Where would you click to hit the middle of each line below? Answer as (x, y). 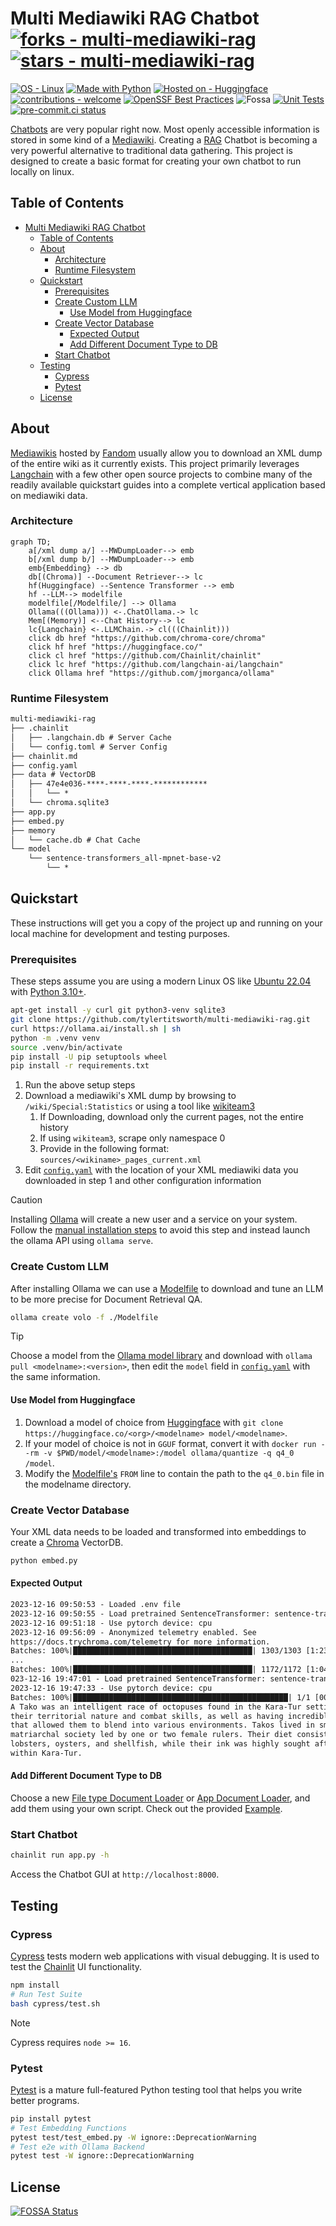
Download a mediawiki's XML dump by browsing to (130, 1096)
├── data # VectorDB (53, 775)
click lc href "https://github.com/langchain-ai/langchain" (156, 664)
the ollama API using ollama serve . (82, 1241)
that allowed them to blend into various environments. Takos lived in (162, 1725)
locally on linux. (42, 171)
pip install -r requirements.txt (80, 1066)
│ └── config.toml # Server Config (89, 747)
